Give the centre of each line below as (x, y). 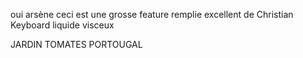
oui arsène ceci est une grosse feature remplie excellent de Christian (152, 14)
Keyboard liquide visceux (62, 25)
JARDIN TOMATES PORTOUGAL (76, 44)
